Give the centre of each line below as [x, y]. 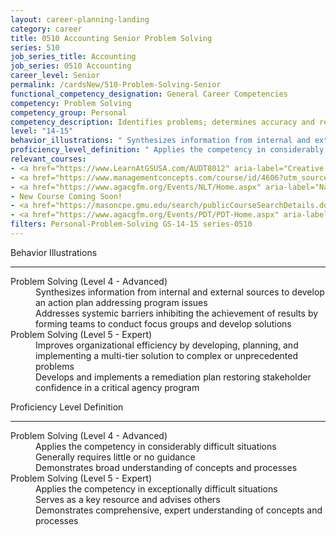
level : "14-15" [42, 131]
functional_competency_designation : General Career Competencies [149, 94]
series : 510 [35, 47]
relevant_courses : [48, 159]
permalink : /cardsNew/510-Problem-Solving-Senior [116, 85]
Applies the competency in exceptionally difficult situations [156, 488]
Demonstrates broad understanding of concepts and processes [166, 467]
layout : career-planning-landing [80, 19]
